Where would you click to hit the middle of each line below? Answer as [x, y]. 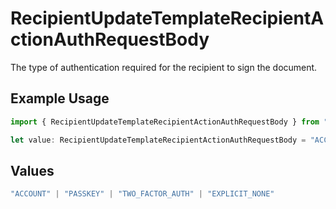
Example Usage [60, 98]
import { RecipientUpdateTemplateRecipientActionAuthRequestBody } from [165, 122]
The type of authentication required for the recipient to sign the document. [164, 67]
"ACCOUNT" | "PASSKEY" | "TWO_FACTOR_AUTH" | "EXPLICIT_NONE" [142, 194]
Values [32, 170]
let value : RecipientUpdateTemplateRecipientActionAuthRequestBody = [158, 140]
